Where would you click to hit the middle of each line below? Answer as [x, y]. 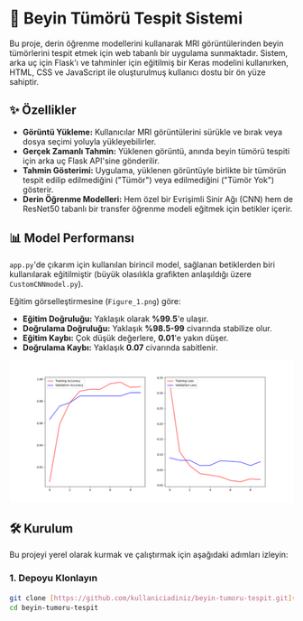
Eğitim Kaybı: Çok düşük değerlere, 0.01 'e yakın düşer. [125, 338]
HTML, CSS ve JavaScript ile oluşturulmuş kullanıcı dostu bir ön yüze [138, 72]
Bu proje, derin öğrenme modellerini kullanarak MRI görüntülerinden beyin [147, 43]
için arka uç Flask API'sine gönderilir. [91, 161]
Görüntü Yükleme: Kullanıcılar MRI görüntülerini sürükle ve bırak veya [152, 132]
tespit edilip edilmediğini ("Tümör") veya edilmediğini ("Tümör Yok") [148, 180]
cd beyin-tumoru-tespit [54, 607]
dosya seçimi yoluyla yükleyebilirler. [89, 141]
